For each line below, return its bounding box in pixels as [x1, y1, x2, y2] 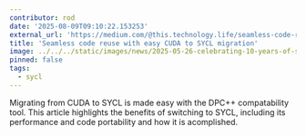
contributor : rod [9, 13, 76, 23]
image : [9, 47, 35, 56]
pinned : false [9, 55, 64, 64]
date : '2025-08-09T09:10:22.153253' [9, 22, 148, 31]
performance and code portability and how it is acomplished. [9, 116, 239, 127]
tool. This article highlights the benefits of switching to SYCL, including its [9, 106, 286, 118]
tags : [9, 64, 30, 73]
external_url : [9, 30, 64, 39]
